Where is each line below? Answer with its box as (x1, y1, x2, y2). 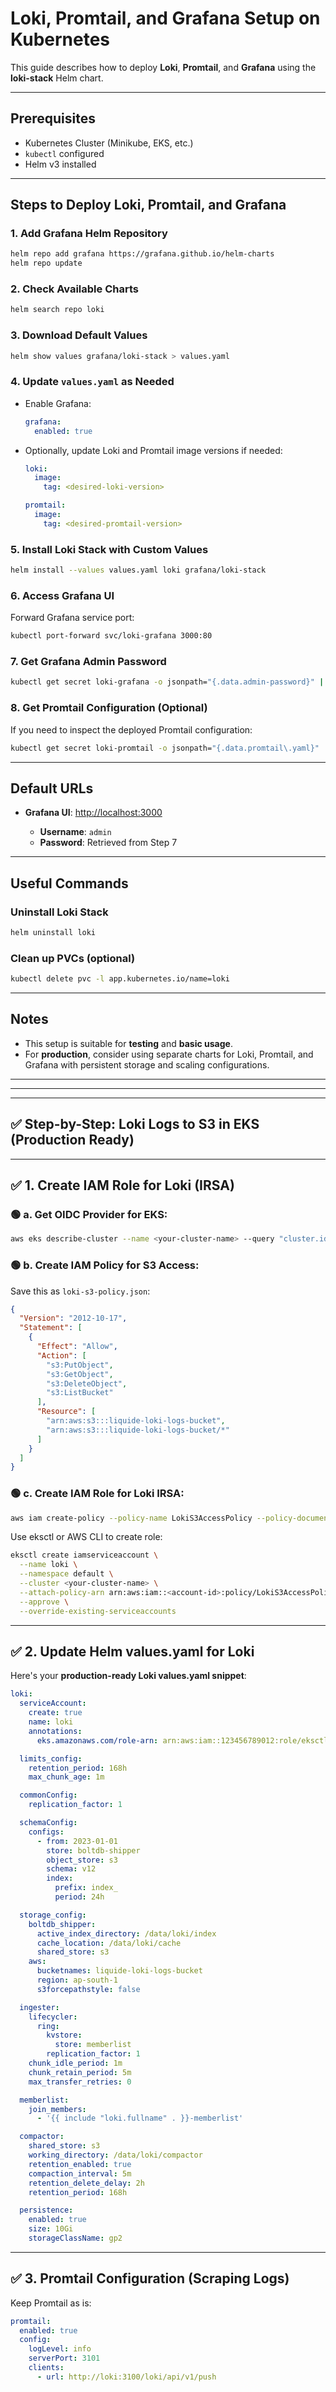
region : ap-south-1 (36, 1975, 118, 1986)
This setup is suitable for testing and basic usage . (24, 1037, 233, 1049)
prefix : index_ (54, 1883, 118, 1893)
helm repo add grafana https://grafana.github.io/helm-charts (10, 249, 275, 259)
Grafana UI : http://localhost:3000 (24, 807, 163, 819)
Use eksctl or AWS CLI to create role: (10, 1531, 163, 1543)
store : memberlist (54, 2040, 132, 2050)
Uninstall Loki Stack (10, 905, 109, 919)
